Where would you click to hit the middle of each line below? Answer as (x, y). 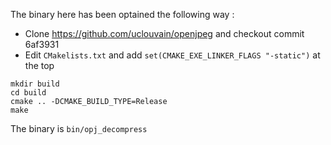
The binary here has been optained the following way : (122, 14)
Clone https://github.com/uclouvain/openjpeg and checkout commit (164, 33)
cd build (28, 93)
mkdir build (35, 84)
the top (39, 65)
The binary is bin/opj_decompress (79, 128)
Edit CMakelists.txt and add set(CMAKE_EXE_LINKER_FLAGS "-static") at (172, 55)
